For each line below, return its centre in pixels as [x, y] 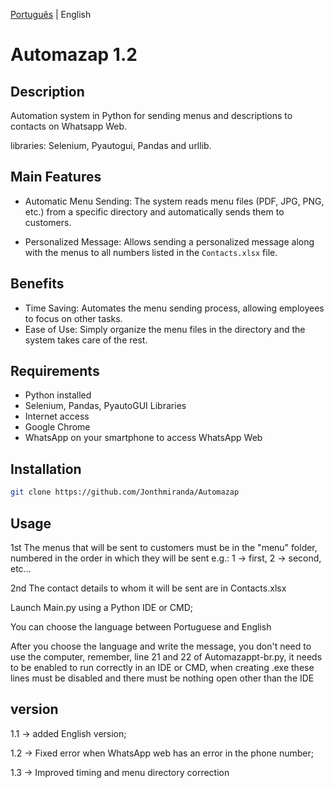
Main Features [56, 177]
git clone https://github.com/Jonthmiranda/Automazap [125, 492]
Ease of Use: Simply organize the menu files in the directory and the [165, 329]
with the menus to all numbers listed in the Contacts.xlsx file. [151, 252]
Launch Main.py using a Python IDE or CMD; [101, 607]
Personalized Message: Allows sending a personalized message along [169, 241]
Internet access [57, 416]
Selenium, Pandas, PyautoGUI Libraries [105, 406]
